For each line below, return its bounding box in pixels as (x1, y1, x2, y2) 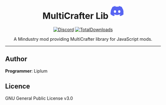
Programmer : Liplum (5, 68, 48, 74)
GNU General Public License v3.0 (5, 95, 73, 101)
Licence (5, 82, 31, 91)
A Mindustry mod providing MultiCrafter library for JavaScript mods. (13, 36, 153, 42)
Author (5, 55, 27, 63)
